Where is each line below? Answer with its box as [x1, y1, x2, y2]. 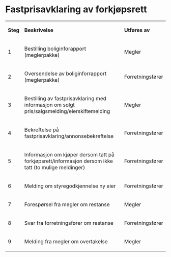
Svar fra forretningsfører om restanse [24, 219, 113, 226]
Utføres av [124, 27, 150, 34]
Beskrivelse [24, 27, 53, 34]
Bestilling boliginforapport [24, 45, 87, 52]
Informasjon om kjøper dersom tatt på [24, 151, 115, 158]
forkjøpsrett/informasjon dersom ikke [24, 157, 113, 165]
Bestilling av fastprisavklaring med [24, 95, 107, 102]
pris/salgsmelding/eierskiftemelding [24, 107, 110, 114]
